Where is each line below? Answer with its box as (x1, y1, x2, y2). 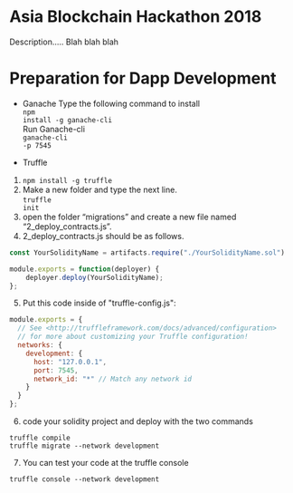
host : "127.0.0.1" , (33, 357, 107, 366)
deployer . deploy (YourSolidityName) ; (25, 273, 165, 282)
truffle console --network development (9, 475, 160, 484)
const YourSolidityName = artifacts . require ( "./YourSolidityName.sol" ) (9, 247, 285, 257)
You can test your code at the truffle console (22, 458, 189, 468)
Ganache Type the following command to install (22, 98, 201, 109)
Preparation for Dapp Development (9, 68, 277, 89)
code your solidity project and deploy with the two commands (22, 416, 253, 427)
